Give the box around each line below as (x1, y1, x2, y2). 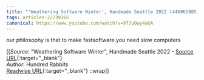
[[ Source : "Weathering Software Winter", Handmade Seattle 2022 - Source (6, 48, 194, 55)
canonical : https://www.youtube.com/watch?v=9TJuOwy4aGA (6, 20, 154, 26)
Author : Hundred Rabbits (6, 61, 69, 68)
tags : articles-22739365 (6, 14, 69, 20)
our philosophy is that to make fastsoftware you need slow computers (6, 37, 181, 44)
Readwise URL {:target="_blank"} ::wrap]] (6, 67, 109, 75)
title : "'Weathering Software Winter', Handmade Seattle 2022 (6, 8, 167, 15)
